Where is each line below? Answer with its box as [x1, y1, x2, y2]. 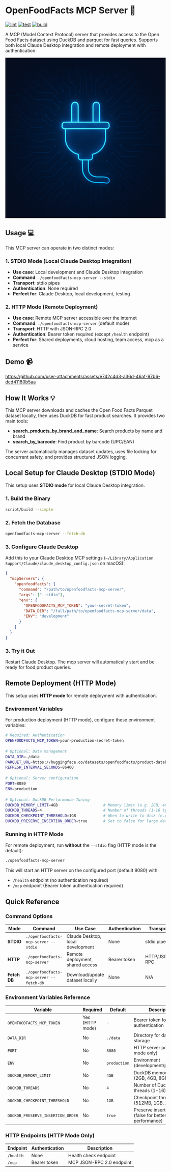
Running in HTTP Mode [5, 831, 64, 838]
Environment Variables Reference [5, 994, 90, 1001]
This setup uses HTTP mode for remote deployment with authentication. [5, 692, 157, 699]
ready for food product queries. [5, 664, 71, 671]
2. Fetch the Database [5, 519, 61, 526]
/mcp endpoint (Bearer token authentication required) [12, 883, 124, 889]
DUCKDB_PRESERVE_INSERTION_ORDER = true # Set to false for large [5, 819, 158, 824]
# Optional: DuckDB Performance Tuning [5, 797, 90, 802]
